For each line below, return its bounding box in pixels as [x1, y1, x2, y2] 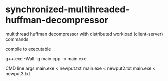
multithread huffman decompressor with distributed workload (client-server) [5, 31, 163, 37]
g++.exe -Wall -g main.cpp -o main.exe [5, 55, 87, 61]
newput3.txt [5, 70, 30, 76]
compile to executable [5, 46, 51, 52]
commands [5, 36, 29, 42]
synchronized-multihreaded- [5, 4, 130, 15]
